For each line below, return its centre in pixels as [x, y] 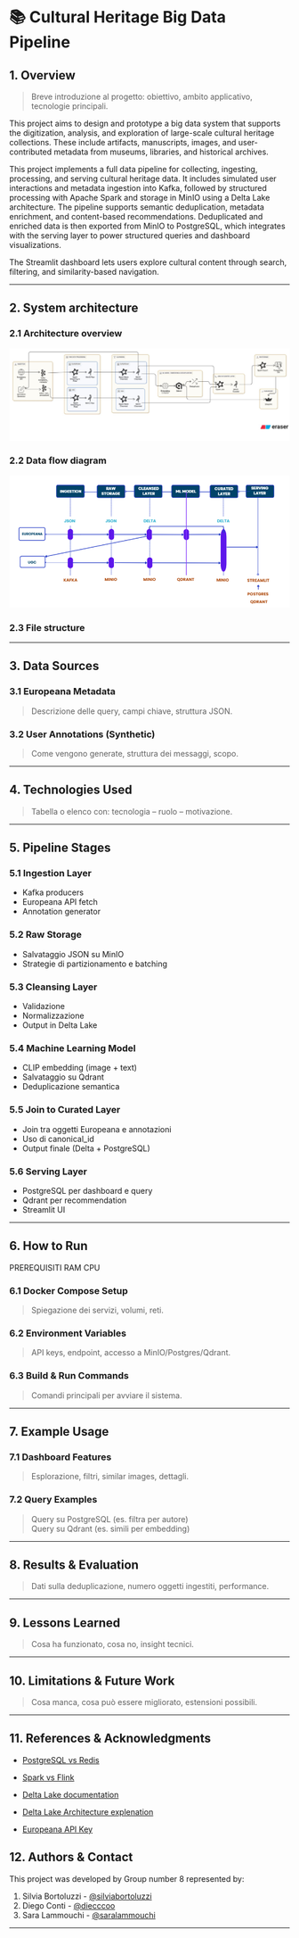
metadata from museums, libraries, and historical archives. [161, 152]
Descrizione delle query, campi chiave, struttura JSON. [132, 711]
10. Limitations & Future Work [92, 1681]
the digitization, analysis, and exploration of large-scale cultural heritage [142, 133]
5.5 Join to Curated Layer [65, 1110]
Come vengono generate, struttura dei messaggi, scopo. [134, 753]
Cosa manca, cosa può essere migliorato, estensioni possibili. [144, 1702]
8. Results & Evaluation [74, 1565]
